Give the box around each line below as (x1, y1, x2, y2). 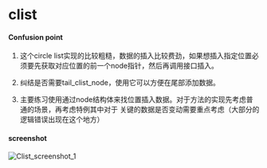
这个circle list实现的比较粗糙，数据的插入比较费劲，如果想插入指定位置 (19, 51, 253, 61)
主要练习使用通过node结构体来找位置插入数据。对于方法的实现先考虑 (19, 95, 247, 104)
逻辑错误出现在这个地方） (19, 115, 104, 124)
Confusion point (8, 32, 64, 41)
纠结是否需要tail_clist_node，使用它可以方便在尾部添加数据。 (19, 78, 221, 88)
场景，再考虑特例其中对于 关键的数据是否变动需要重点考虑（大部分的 (33, 105, 260, 115)
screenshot (8, 133, 48, 143)
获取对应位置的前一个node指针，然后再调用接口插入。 (41, 61, 219, 71)
